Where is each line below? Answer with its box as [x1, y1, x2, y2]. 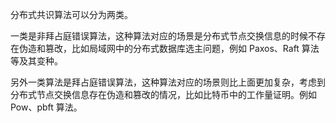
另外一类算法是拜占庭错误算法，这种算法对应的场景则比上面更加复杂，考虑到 [10, 76, 326, 88]
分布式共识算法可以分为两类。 [10, 9, 133, 20]
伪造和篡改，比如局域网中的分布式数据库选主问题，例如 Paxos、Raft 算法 [18, 43, 320, 54]
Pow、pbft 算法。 [10, 101, 83, 113]
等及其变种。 [10, 55, 63, 67]
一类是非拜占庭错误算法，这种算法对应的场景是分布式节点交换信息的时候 [10, 30, 308, 42]
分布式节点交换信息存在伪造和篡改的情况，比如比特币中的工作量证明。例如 [10, 89, 317, 100]
